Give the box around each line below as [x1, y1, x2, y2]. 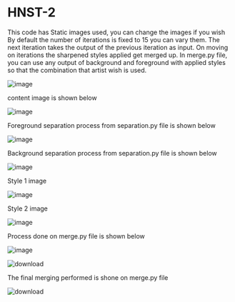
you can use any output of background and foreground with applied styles [7, 58, 226, 66]
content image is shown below [7, 94, 98, 102]
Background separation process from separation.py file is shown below [7, 149, 217, 157]
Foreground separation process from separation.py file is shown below [7, 121, 216, 129]
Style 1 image [7, 176, 47, 185]
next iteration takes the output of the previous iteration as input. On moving [7, 43, 229, 51]
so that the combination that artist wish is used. [7, 66, 147, 74]
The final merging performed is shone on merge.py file [7, 273, 169, 282]
